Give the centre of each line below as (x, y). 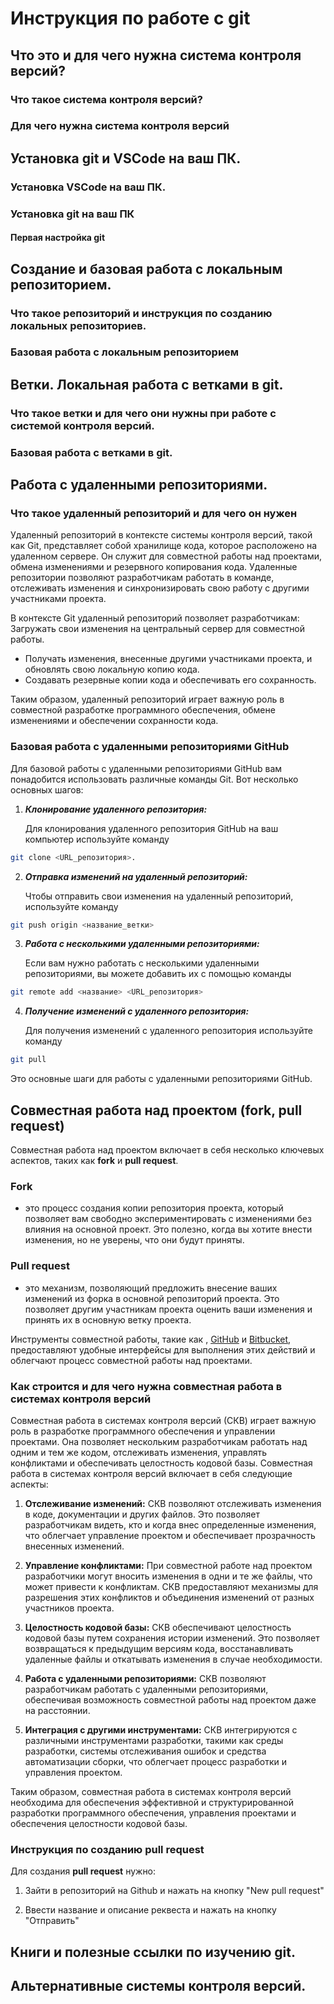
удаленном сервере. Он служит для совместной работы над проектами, (166, 556)
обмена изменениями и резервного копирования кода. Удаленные (154, 567)
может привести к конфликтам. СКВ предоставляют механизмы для (171, 1586)
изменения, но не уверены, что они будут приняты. (134, 1240)
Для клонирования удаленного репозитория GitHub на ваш (151, 828)
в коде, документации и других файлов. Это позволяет (142, 1514)
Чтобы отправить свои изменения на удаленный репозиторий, (159, 896)
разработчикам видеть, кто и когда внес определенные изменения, (170, 1524)
